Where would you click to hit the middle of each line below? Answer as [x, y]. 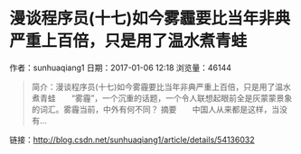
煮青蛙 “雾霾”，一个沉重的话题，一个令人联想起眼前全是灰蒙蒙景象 [162, 98]
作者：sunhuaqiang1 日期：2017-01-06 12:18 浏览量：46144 [121, 68]
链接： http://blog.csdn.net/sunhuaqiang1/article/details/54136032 [132, 140]
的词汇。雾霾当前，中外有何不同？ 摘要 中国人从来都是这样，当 [155, 109]
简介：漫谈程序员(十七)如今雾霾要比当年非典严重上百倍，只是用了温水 [161, 86]
